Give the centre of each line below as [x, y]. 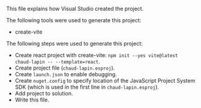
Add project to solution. [44, 93]
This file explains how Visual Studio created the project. [75, 9]
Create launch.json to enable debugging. [66, 74]
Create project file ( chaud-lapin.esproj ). [65, 68]
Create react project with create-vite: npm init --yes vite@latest [96, 55]
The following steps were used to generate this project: [74, 43]
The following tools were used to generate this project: [74, 20]
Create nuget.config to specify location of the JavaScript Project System [105, 81]
